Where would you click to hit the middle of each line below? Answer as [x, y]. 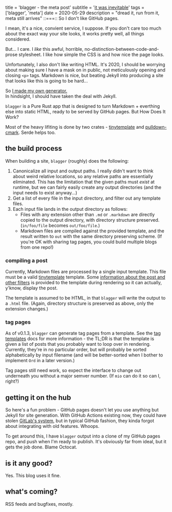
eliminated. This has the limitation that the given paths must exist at [84, 182]
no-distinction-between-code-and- [122, 49]
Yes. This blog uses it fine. [33, 476]
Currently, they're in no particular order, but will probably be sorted [76, 350]
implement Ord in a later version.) [40, 361]
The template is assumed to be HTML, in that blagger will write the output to [85, 298]
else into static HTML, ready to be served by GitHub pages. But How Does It [85, 112]
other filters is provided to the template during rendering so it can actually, [84, 283]
